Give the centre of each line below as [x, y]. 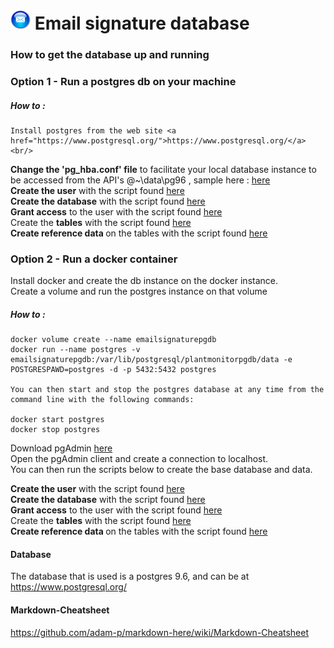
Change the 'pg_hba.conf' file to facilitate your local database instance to [163, 169]
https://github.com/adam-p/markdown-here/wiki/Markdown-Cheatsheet [160, 632]
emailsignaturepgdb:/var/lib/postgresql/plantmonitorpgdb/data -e [151, 360]
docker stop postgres [55, 430]
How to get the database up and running [110, 55]
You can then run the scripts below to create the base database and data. [161, 470]
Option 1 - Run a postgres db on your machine [123, 82]
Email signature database [142, 23]
